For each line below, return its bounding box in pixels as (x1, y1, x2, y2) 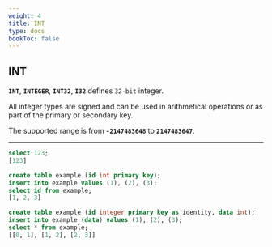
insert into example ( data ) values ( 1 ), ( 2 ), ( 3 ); (8, 216, 183, 224)
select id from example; (8, 186, 92, 194)
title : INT (8, 19, 45, 28)
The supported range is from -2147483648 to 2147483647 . (8, 126, 195, 136)
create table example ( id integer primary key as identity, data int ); (8, 208, 255, 217)
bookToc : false (8, 34, 60, 43)
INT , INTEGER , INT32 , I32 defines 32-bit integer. (8, 86, 164, 96)
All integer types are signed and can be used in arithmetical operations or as (8, 102, 263, 112)
